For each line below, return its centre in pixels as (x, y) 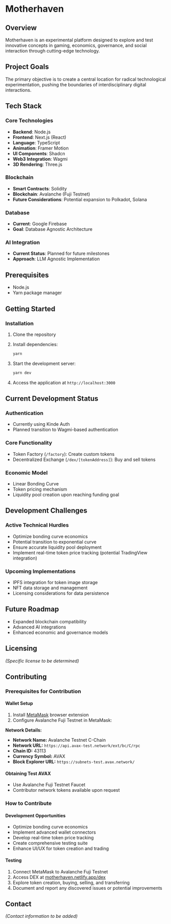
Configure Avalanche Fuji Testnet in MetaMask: (62, 720)
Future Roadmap (32, 609)
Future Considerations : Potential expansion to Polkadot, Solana (80, 199)
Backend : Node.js (32, 132)
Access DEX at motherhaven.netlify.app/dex (59, 877)
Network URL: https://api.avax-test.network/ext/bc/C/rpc (76, 745)
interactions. (18, 90)
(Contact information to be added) (42, 916)
